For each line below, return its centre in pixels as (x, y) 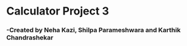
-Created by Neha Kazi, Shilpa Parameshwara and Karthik (94, 30)
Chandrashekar (30, 38)
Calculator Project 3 (58, 11)
